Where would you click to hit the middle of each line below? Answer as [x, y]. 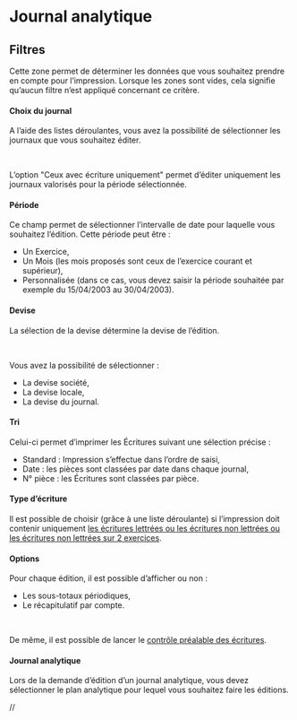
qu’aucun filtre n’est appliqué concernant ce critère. [104, 90]
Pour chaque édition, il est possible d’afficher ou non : [109, 578]
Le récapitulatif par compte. [73, 605]
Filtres [28, 50]
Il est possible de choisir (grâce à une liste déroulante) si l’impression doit [144, 519]
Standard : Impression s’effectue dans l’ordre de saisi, [121, 459]
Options [25, 559]
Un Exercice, [46, 252]
